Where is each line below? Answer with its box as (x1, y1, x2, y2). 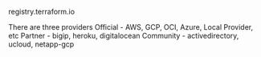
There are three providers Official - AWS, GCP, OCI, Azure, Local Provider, (8, 22, 254, 31)
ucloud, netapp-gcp (8, 39, 75, 49)
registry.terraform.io (8, 7, 75, 16)
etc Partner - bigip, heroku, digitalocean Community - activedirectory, (8, 31, 239, 40)
